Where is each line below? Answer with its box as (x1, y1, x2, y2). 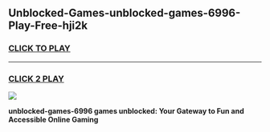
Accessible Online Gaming (8, 114, 99, 124)
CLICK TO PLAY (8, 43, 71, 54)
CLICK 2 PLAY (8, 73, 64, 84)
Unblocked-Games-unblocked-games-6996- (8, 6, 241, 20)
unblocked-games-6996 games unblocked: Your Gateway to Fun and (8, 106, 244, 115)
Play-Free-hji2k (8, 19, 88, 33)
